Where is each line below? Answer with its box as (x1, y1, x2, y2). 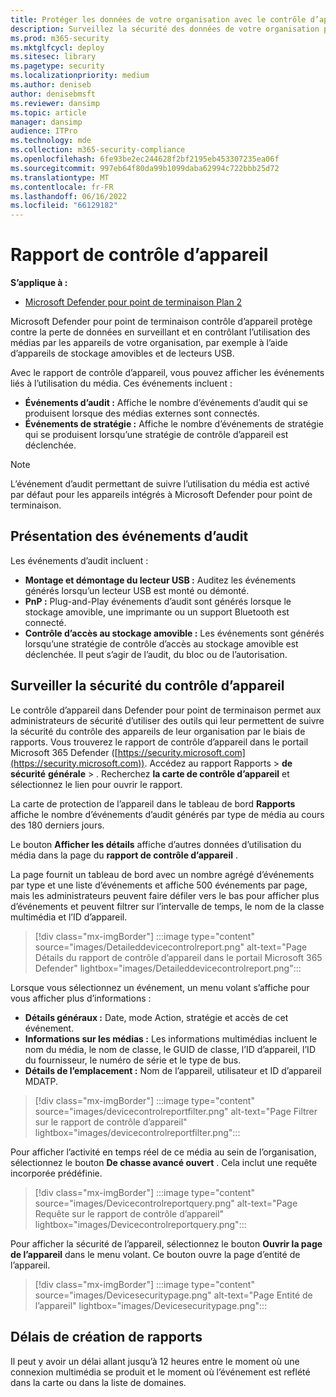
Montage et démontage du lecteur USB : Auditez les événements (24, 574, 297, 586)
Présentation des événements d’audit (10, 528, 249, 545)
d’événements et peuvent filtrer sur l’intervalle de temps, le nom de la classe (10, 900, 325, 912)
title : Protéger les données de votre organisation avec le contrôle (10, 14, 307, 25)
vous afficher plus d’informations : (10, 992, 152, 1004)
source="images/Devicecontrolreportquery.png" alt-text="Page (34, 1197, 298, 1209)
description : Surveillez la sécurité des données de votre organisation (10, 24, 320, 34)
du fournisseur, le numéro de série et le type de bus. (24, 1054, 242, 1066)
